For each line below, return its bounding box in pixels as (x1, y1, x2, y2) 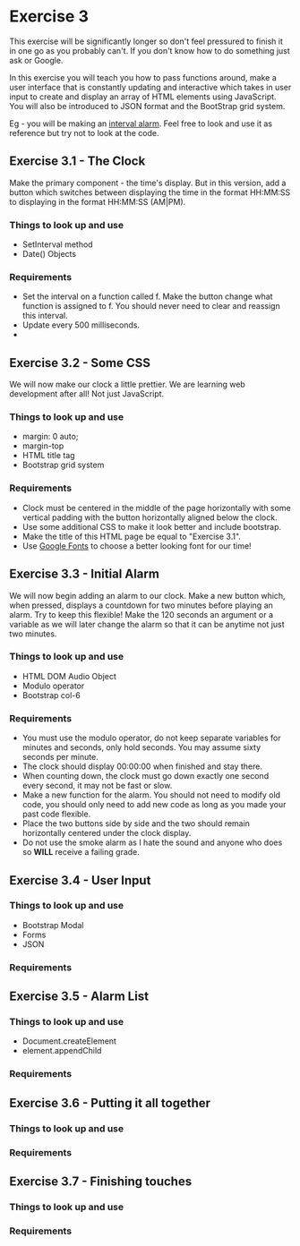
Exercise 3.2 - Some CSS (9, 355, 150, 371)
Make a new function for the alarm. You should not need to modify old (21, 789, 280, 800)
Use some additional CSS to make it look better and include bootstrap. (21, 521, 282, 532)
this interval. (21, 311, 69, 321)
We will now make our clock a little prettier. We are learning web (9, 379, 246, 390)
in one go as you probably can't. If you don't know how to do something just (9, 45, 291, 55)
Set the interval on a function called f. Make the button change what (21, 291, 273, 302)
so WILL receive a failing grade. (21, 847, 141, 858)
